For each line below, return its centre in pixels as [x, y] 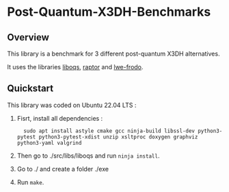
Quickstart [30, 89]
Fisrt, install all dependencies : [60, 118]
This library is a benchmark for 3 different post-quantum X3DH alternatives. [113, 53]
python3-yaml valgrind [49, 143]
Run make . [30, 182]
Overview [28, 37]
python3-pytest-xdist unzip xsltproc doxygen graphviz [118, 137]
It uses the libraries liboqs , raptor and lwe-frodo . [75, 67]
